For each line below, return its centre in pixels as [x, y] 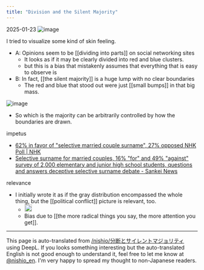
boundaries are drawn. [43, 122]
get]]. [31, 223]
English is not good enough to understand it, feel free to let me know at [95, 254]
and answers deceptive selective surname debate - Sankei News [96, 171]
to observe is [40, 72]
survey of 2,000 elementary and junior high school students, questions [104, 164]
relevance [19, 182]
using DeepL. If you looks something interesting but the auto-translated [96, 247]
